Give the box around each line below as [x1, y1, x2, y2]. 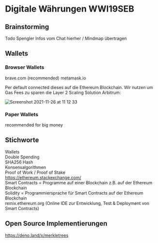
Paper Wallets [5, 111, 39, 118]
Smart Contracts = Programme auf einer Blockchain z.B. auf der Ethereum [5, 180, 153, 185]
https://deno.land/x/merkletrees [5, 232, 69, 238]
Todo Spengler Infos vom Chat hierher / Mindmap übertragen [5, 35, 127, 41]
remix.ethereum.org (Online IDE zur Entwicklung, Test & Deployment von [5, 200, 150, 206]
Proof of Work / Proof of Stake [5, 169, 66, 175]
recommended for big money [5, 122, 63, 128]
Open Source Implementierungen [5, 219, 108, 228]
